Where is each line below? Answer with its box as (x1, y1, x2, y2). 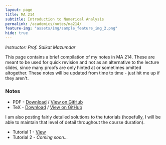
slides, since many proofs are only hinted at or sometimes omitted (5, 64, 141, 70)
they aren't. (5, 75, 29, 81)
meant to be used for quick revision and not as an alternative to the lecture (5, 59, 159, 65)
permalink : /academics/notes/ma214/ (5, 21, 82, 26)
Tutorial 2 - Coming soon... (12, 134, 68, 140)
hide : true (5, 30, 28, 35)
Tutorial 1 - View (12, 129, 46, 135)
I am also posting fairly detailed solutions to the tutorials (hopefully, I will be (5, 114, 161, 120)
